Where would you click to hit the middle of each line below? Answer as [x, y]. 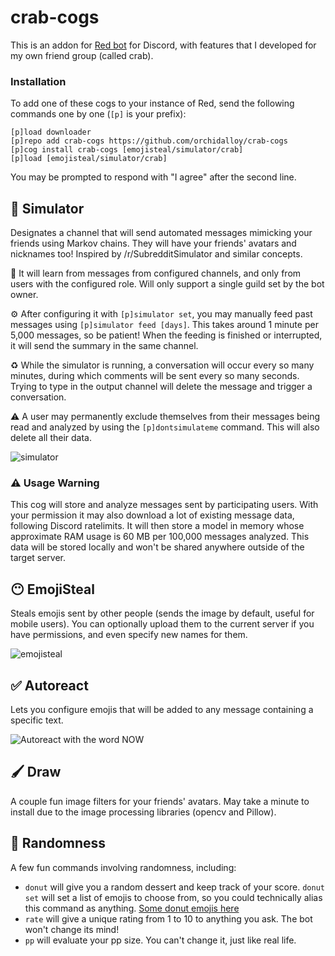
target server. [38, 558]
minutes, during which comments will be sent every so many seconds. [155, 376]
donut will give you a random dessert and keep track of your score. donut [174, 887]
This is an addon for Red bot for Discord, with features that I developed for [163, 45]
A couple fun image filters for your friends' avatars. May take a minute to [160, 801]
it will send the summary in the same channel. [104, 346]
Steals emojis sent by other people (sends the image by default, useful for [162, 613]
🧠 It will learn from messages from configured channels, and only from [156, 273]
